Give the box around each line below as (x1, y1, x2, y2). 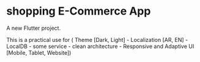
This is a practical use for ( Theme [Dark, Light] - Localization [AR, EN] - (6, 36, 188, 43)
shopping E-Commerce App (6, 4, 151, 18)
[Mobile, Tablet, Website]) (6, 49, 72, 56)
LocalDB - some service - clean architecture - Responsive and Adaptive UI (6, 43, 194, 50)
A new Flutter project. (6, 24, 61, 32)
